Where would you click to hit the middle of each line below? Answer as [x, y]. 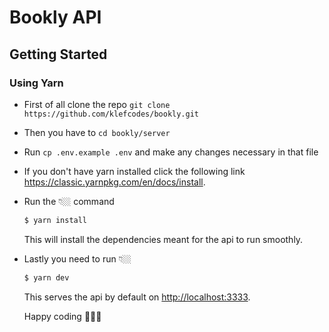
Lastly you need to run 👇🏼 [77, 258]
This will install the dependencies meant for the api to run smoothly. [163, 239]
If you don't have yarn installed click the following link [134, 171]
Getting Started [58, 54]
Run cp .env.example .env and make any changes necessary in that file [171, 152]
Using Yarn [36, 83]
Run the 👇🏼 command [69, 201]
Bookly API [55, 17]
